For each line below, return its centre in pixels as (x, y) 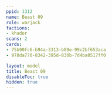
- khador (17, 33)
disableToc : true (27, 77)
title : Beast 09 (26, 71)
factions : (18, 28)
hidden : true (22, 82)
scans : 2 (17, 39)
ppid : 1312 (19, 11)
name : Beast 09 (25, 17)
